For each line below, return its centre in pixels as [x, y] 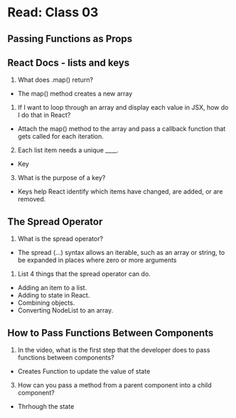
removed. [32, 199]
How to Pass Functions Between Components [111, 333]
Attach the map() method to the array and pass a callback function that [122, 129]
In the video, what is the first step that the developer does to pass [114, 350]
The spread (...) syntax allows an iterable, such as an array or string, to [121, 253]
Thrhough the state [46, 407]
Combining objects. [46, 303]
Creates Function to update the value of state [84, 372]
